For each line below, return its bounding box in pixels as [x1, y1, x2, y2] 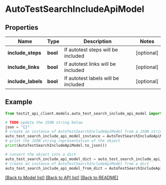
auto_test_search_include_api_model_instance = [5, 134, 105, 139]
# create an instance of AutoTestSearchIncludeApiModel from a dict [5, 161, 149, 166]
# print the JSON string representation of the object [5, 138, 121, 143]
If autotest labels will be [64, 75, 120, 81]
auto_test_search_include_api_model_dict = [5, 156, 96, 162]
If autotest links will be [64, 61, 116, 67]
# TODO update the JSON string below [5, 120, 83, 125]
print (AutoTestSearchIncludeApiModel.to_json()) [5, 143, 107, 148]
